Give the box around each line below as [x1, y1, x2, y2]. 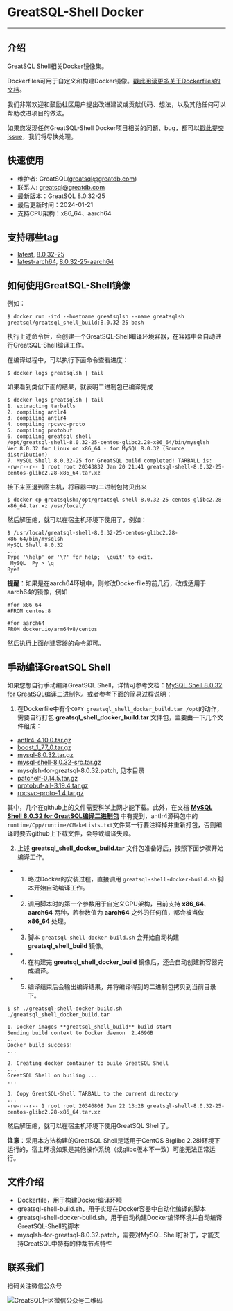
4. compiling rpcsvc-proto [7, 421, 85, 428]
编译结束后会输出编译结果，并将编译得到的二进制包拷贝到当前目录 [27, 983, 216, 991]
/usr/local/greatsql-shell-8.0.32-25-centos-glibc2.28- [13, 530, 178, 537]
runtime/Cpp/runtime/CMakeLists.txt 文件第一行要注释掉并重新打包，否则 [7, 821, 216, 829]
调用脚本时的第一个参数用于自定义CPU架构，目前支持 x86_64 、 [27, 899, 210, 908]
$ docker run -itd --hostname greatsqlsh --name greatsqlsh [7, 313, 185, 320]
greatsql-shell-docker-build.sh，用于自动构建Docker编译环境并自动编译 [17, 1213, 223, 1221]
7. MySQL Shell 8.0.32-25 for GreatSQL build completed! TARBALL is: [7, 457, 213, 464]
